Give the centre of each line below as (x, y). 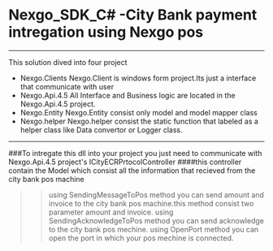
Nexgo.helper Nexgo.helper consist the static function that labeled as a (139, 121)
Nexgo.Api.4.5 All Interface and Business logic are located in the (128, 95)
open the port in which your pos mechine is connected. (141, 238)
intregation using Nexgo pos (106, 32)
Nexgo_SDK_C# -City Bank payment (133, 15)
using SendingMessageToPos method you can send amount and (156, 195)
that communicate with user (67, 86)
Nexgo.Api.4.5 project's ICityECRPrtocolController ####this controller (125, 162)
